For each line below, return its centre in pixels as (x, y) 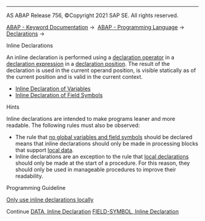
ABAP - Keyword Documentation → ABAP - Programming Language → (95, 27)
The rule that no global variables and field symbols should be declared (104, 137)
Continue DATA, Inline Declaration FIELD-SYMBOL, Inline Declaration (92, 212)
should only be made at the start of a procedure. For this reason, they (103, 163)
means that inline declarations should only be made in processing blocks (106, 143)
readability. (29, 176)
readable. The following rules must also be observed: (73, 125)
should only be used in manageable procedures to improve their (95, 169)
